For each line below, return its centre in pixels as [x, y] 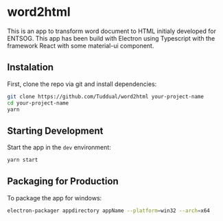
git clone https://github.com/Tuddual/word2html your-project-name [106, 96]
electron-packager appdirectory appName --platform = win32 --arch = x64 [109, 211]
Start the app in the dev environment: [59, 147]
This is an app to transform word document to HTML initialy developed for [111, 31]
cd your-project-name [38, 103]
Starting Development [55, 130]
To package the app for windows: [55, 198]
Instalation [30, 67]
